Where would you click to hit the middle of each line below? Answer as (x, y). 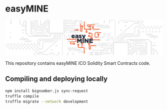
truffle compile (22, 96)
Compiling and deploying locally (56, 79)
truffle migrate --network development (47, 102)
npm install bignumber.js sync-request (47, 91)
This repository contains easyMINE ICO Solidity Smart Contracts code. (78, 63)
